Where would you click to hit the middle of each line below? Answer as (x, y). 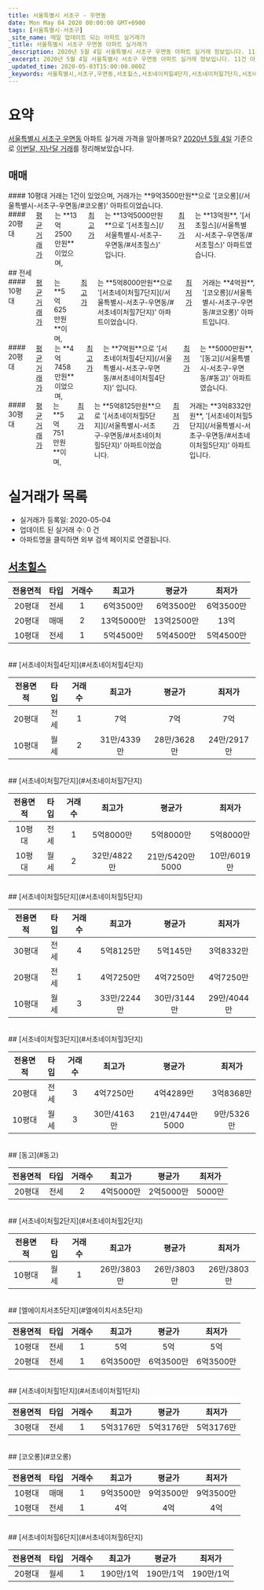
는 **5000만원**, (227, 349)
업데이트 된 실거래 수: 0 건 (59, 530)
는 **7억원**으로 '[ (132, 349)
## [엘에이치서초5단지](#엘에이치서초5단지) (75, 1310)
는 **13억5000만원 (134, 215)
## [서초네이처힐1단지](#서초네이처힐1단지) (74, 1391)
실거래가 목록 (48, 497)
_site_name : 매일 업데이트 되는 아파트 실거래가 (77, 37)
